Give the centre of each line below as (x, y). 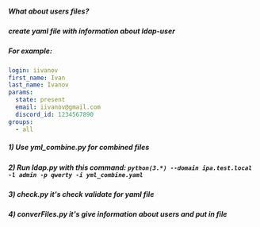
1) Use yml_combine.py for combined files (79, 148)
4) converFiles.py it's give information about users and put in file (118, 214)
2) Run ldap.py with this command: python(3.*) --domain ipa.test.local (130, 167)
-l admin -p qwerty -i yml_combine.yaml (76, 175)
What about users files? (49, 11)
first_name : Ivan (37, 78)
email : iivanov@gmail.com (58, 107)
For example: (31, 51)
